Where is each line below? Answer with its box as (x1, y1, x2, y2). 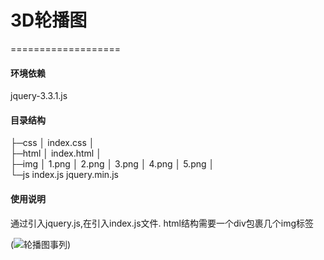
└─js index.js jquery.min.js (10, 169, 119, 181)
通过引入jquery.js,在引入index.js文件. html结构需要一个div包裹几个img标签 (10, 217, 315, 229)
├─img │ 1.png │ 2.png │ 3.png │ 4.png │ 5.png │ (10, 158, 215, 170)
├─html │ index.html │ (10, 147, 102, 160)
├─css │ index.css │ (10, 137, 95, 149)
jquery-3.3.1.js (10, 90, 68, 102)
